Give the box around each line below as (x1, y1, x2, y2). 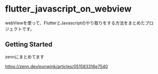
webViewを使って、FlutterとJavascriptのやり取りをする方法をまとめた (5, 20, 145, 26)
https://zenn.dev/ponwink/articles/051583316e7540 (5, 63, 108, 69)
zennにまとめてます (5, 54, 44, 59)
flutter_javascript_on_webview (5, 3, 132, 15)
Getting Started (5, 40, 53, 49)
